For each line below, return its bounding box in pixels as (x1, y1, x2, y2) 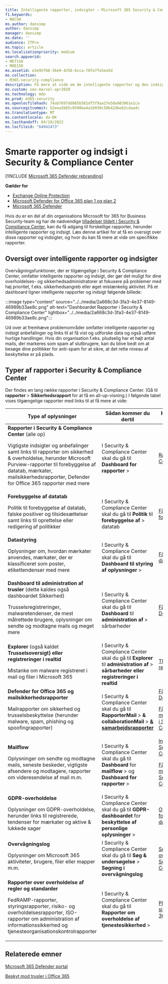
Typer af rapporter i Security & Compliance (5, 366, 142, 375)
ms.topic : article (5, 45, 43, 50)
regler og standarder (7, 885, 58, 892)
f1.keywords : (5, 12, 32, 17)
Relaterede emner (5, 950, 62, 958)
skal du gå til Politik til (101, 511, 153, 518)
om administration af (31, 916, 80, 923)
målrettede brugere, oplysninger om (7, 616, 92, 623)
